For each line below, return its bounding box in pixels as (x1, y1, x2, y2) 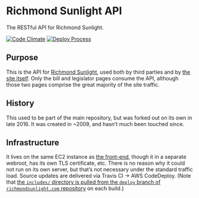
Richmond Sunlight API (6, 4, 122, 18)
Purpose (6, 52, 39, 63)
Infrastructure (6, 137, 59, 147)
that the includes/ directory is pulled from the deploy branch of (6, 178, 161, 186)
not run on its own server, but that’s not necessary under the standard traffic (6, 166, 193, 173)
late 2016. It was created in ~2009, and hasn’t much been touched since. (6, 120, 185, 127)
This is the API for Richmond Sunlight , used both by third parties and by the (6, 68, 191, 76)
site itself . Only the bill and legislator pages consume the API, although (6, 74, 179, 81)
